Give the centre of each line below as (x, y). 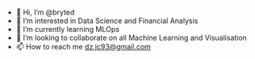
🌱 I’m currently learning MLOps (67, 29)
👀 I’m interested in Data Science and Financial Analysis (107, 21)
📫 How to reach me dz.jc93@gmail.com (84, 47)
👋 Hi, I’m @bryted (45, 12)
